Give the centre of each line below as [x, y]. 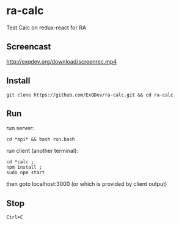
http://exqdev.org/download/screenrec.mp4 [62, 61]
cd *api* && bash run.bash [41, 139]
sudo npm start [26, 173]
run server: [20, 128]
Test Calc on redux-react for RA [46, 28]
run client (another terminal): [42, 151]
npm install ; [24, 168]
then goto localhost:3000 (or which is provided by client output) [87, 184]
